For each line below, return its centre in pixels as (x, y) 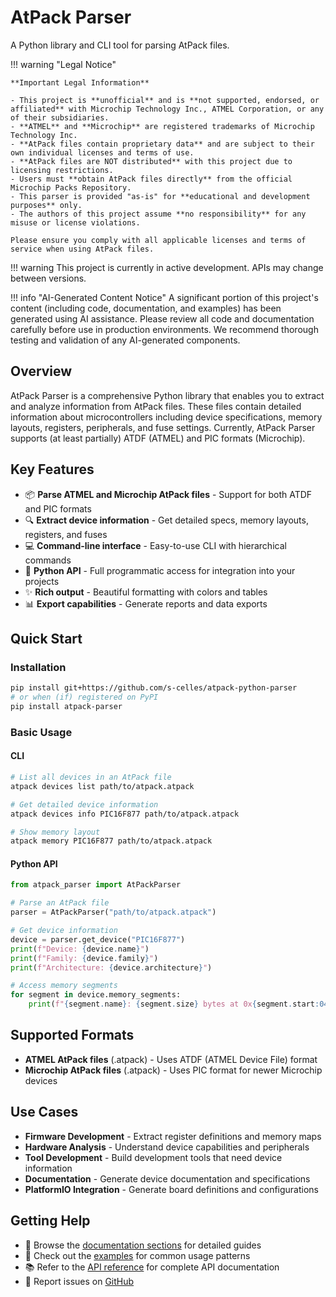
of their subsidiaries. (60, 117)
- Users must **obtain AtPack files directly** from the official (151, 179)
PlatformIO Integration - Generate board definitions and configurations (172, 1189)
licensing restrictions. (62, 170)
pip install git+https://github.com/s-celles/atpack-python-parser (154, 688)
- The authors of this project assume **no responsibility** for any (158, 214)
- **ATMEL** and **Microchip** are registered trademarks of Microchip (162, 126)
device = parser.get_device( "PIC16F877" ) (98, 939)
